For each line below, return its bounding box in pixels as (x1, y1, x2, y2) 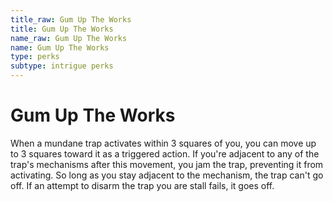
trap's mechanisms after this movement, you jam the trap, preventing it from (10, 158, 324, 170)
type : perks (10, 52, 60, 62)
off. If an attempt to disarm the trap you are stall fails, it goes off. (10, 179, 275, 191)
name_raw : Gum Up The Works (10, 33, 128, 43)
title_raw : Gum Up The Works (10, 14, 132, 25)
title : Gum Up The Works (10, 24, 114, 34)
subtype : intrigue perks (10, 61, 114, 71)
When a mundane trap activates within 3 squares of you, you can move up (10, 137, 317, 149)
